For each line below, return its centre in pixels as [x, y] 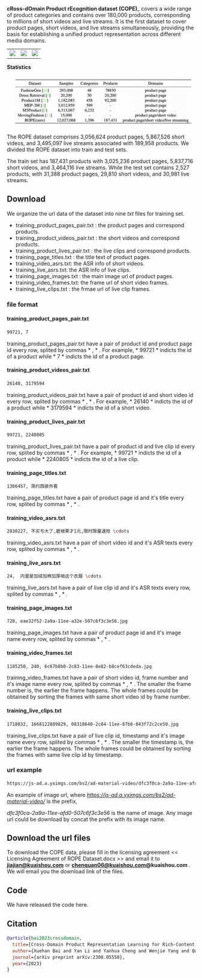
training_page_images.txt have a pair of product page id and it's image [94, 633]
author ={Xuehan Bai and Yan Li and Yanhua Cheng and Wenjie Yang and [101, 951]
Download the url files [49, 838]
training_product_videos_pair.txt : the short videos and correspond [97, 238]
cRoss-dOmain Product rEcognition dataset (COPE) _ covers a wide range [99, 9]
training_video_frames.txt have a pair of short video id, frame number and [97, 678]
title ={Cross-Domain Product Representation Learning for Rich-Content [104, 944]
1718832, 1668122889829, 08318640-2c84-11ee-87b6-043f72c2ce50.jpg [93, 724]
